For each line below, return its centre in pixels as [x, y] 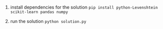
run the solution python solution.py [48, 21]
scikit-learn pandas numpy [39, 12]
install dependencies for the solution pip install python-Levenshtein [84, 7]
